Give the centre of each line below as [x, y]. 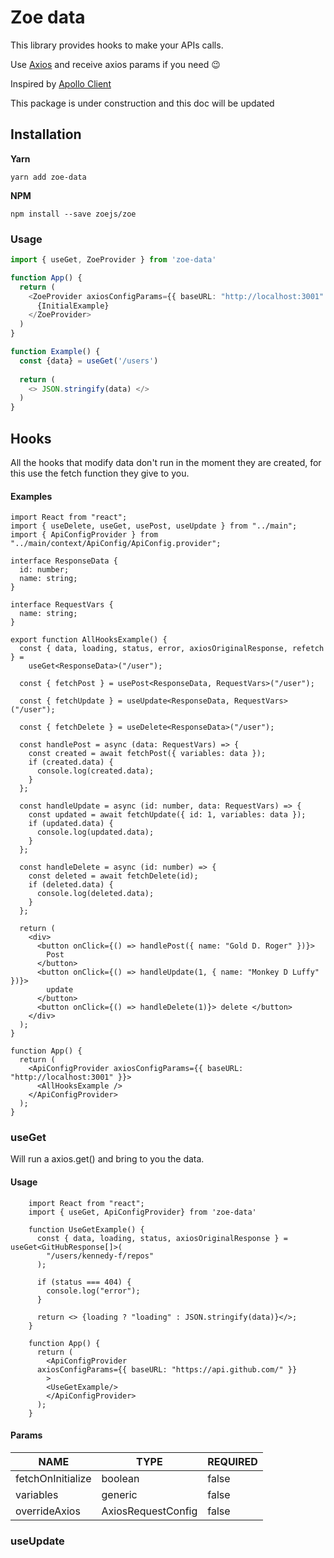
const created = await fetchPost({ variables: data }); [147, 754]
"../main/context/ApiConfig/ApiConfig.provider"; [116, 544]
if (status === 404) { [84, 1282]
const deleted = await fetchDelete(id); [113, 876]
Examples [31, 496]
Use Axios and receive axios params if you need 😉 [115, 64]
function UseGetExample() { [86, 1229]
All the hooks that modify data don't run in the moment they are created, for [166, 462]
